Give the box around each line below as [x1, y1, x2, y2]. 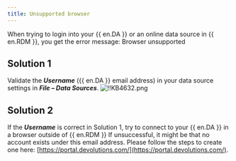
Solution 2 [7, 104, 53, 117]
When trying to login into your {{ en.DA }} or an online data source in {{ [7, 30, 214, 38]
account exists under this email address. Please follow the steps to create [7, 138, 223, 147]
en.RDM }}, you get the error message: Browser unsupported [7, 37, 186, 46]
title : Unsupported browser [7, 10, 91, 18]
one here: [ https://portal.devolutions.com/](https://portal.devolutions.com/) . [7, 145, 229, 154]
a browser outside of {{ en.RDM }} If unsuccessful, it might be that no [7, 131, 210, 139]
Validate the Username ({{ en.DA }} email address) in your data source [7, 76, 214, 85]
